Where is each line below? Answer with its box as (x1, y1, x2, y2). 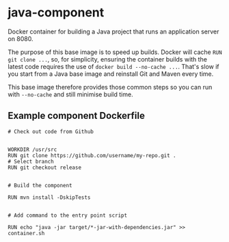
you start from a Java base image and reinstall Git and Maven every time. (8, 70, 214, 78)
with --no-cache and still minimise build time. (8, 90, 133, 98)
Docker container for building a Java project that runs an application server (8, 27, 219, 36)
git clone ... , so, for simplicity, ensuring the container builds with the (8, 55, 208, 63)
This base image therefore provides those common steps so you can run (8, 83, 213, 91)
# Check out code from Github (8, 128, 94, 135)
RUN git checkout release (8, 164, 81, 171)
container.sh (8, 230, 45, 237)
